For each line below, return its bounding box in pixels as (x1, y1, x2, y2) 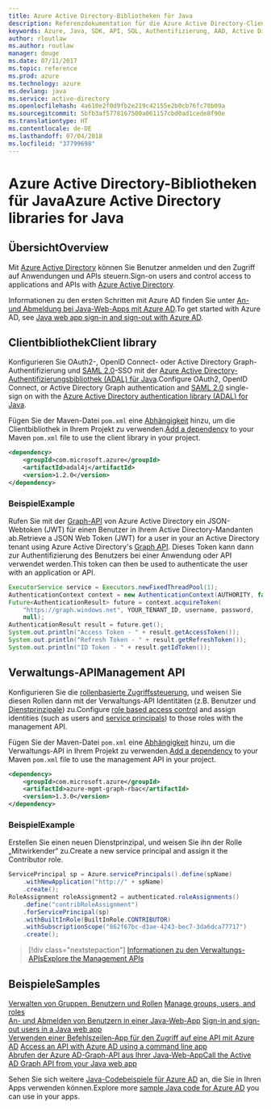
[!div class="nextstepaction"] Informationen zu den (27, 945, 199, 955)
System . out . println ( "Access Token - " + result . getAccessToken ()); (8, 628, 240, 637)
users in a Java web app (21, 1024, 102, 1035)
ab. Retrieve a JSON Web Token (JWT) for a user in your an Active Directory (8, 533, 260, 542)
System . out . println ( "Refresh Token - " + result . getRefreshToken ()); (8, 636, 248, 644)
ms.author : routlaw (8, 42, 74, 50)
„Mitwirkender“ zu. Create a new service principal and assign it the (8, 846, 228, 856)
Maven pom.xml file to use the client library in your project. (8, 433, 201, 443)
